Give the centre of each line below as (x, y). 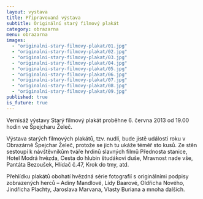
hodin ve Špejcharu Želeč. (39, 126)
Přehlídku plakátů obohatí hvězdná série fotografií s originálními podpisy (98, 176)
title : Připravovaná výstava (44, 18)
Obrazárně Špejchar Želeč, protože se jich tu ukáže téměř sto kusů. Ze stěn (102, 145)
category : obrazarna (33, 29)
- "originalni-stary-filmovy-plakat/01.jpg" (70, 46)
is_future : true (27, 103)
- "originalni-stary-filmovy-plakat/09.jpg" (70, 92)
